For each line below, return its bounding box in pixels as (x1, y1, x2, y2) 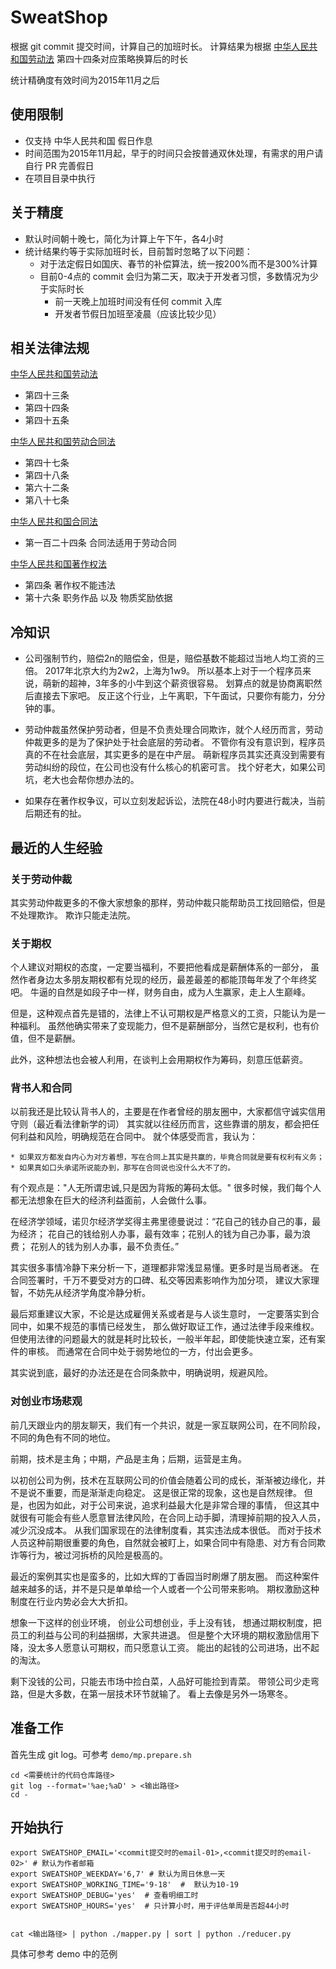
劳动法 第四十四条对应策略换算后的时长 (27, 52, 188, 65)
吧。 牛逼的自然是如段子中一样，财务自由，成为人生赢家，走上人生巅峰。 (10, 986, 311, 998)
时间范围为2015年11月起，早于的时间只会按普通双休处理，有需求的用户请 (24, 147, 324, 159)
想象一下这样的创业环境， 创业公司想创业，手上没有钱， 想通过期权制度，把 (10, 1616, 322, 1628)
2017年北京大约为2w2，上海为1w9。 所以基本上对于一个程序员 (44, 665, 303, 677)
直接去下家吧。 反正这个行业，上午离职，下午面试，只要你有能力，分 (33, 690, 317, 702)
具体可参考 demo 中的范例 (10, 1948, 118, 1960)
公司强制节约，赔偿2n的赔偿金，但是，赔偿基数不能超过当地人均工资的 (24, 652, 317, 665)
